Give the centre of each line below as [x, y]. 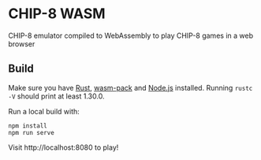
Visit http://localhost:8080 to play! [63, 147]
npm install [28, 126]
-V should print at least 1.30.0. [56, 96]
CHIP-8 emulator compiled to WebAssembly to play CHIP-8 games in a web [131, 35]
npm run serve [32, 132]
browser [22, 43]
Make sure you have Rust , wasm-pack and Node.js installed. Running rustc [130, 87]
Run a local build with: [44, 111]
